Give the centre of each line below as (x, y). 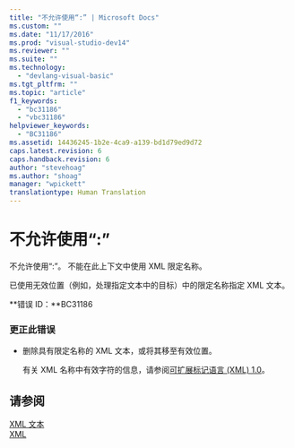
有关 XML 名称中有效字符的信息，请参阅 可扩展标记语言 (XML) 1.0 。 (146, 370)
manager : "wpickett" (48, 185)
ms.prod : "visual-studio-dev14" (69, 43)
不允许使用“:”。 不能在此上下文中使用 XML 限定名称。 (108, 266)
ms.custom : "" (36, 26)
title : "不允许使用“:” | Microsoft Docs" (84, 17)
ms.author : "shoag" (46, 176)
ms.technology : (38, 68)
